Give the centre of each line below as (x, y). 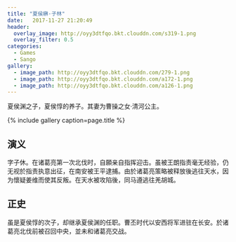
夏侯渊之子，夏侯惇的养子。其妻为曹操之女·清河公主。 (85, 107)
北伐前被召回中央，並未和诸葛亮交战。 (75, 231)
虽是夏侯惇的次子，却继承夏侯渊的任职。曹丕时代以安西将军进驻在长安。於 (115, 222)
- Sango (25, 60)
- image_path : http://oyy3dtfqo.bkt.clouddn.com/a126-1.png (103, 86)
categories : (25, 46)
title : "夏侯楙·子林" (36, 14)
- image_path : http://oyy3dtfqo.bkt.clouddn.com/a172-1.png (103, 79)
